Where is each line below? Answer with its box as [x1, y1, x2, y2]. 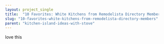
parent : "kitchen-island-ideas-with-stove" [5, 21, 95, 26]
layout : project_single [5, 7, 54, 12]
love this [5, 34, 22, 40]
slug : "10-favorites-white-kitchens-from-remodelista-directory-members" [5, 16, 159, 21]
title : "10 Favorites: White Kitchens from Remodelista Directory [5, 12, 145, 17]
